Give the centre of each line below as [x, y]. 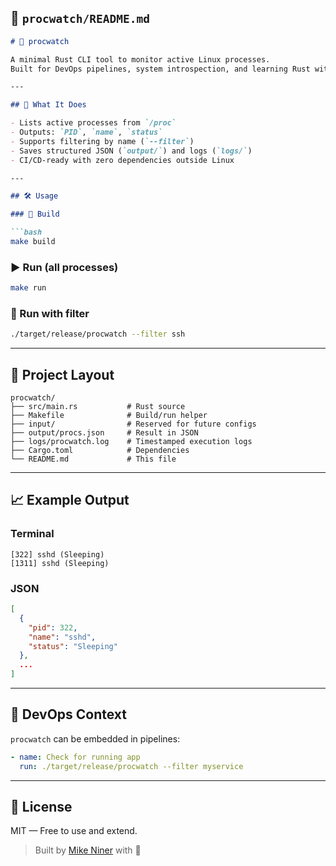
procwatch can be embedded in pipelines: [95, 738]
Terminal [32, 534]
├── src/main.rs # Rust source [98, 407]
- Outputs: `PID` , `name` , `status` [86, 132]
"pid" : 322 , [53, 627]
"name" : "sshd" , [62, 637]
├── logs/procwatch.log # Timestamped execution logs [131, 442]
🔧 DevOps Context [69, 714]
